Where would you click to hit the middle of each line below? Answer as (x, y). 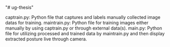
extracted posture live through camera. (46, 39)
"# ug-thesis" (20, 7)
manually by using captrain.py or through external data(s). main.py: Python (84, 28)
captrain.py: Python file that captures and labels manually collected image (83, 17)
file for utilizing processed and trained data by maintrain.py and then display (85, 33)
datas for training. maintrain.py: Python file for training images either (77, 23)
